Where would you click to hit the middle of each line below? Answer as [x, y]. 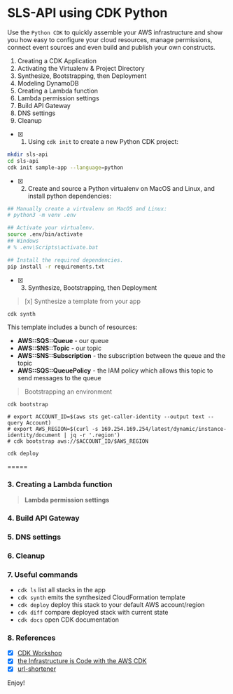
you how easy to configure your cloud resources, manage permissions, [110, 39]
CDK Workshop [40, 653]
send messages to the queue [59, 378]
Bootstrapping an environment [68, 392]
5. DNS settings [34, 537]
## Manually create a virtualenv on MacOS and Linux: [87, 208]
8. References [31, 638]
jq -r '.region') [95, 435]
